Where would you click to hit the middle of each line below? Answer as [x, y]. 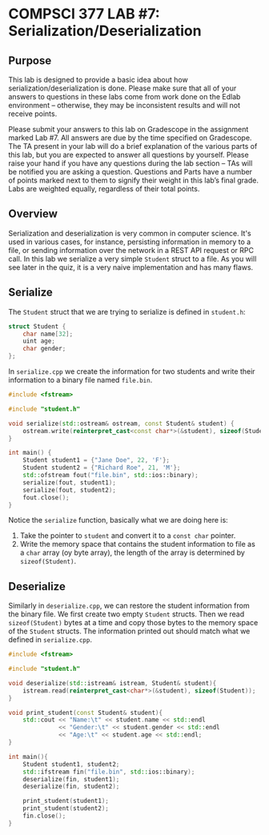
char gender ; [44, 349]
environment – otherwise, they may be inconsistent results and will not [124, 105]
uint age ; [39, 341]
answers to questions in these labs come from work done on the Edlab [124, 96]
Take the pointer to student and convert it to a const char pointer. [128, 536]
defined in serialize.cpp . [50, 640]
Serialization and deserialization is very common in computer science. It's [130, 233]
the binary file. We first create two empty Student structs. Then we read [126, 614]
